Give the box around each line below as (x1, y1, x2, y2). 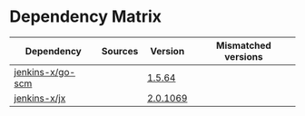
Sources (101, 44, 139, 57)
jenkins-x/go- (14, 65, 75, 78)
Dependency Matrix (9, 6, 162, 27)
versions (224, 50, 263, 63)
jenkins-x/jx (14, 92, 66, 104)
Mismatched (216, 39, 272, 52)
